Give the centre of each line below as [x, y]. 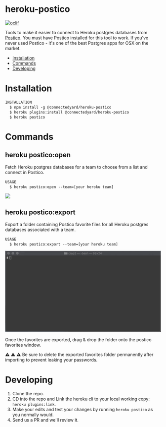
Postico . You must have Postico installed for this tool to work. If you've [77, 38]
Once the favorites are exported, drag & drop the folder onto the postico [78, 340]
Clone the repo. [28, 394]
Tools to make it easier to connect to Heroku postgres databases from [76, 32]
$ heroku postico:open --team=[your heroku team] [62, 187]
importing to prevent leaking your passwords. [51, 360]
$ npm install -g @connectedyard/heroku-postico [61, 107]
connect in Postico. [25, 172]
